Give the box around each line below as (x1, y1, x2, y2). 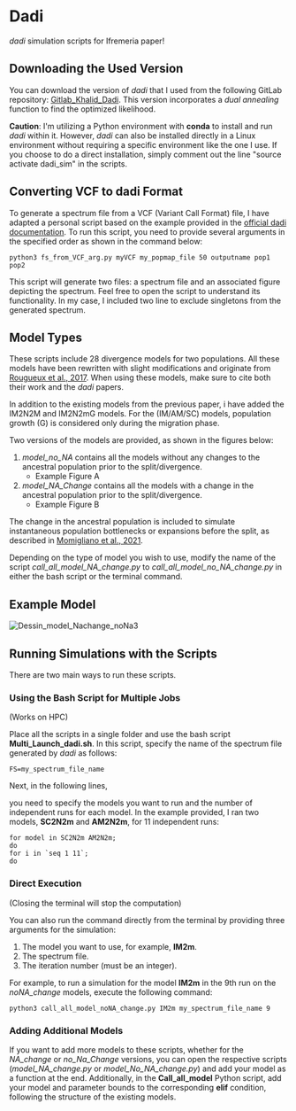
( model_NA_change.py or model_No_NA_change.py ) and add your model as (9, 1063, 286, 1074)
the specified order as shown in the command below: (9, 236, 203, 246)
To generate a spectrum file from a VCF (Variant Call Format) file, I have (9, 207, 269, 218)
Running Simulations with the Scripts (9, 646, 218, 661)
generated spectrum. (9, 304, 86, 315)
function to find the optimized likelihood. (9, 104, 156, 114)
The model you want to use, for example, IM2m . (21, 941, 197, 952)
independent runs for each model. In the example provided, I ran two (9, 807, 259, 818)
